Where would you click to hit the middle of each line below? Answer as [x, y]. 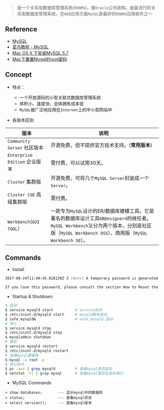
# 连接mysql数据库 [22, 355]
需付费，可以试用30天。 [78, 163]
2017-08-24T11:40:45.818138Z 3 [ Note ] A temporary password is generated [82, 278]
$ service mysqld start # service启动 [54, 310]
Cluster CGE [21, 195]
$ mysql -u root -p [25, 360]
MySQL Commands [32, 383]
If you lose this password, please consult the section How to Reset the [82, 287]
